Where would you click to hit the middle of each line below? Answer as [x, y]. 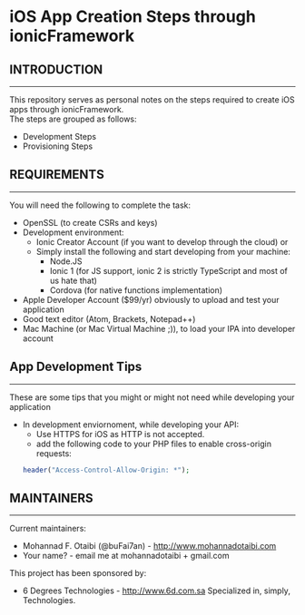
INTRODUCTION [56, 69]
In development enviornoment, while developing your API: [131, 425]
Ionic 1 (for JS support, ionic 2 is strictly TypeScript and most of [169, 270]
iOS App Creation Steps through [133, 17]
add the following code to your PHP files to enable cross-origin [154, 444]
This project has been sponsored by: [78, 573]
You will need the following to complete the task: [100, 205]
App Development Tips [76, 367]
